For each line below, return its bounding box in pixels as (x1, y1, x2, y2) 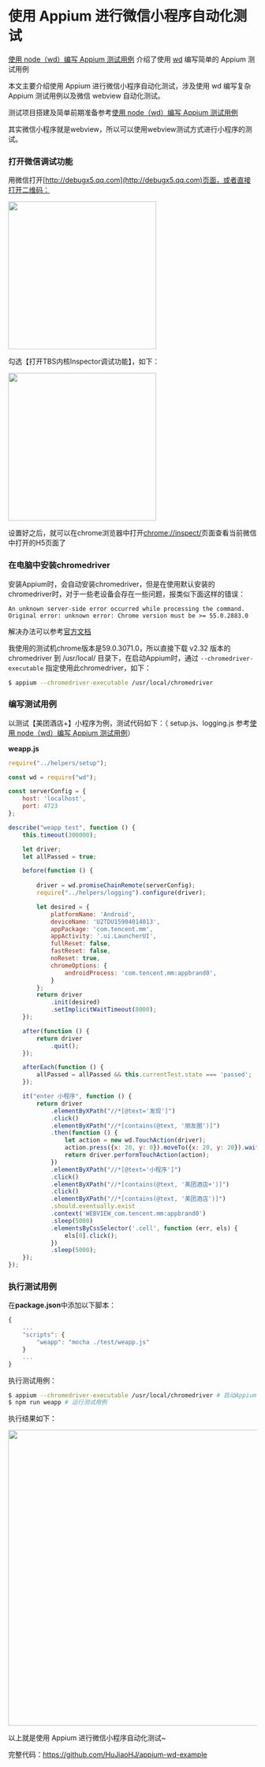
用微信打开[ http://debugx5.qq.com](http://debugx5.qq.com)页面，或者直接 (8, 175, 251, 185)
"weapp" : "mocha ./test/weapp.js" (36, 1338, 150, 1346)
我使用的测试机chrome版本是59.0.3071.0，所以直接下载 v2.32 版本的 (8, 643, 231, 653)
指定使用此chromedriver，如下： (45, 663, 152, 673)
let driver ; (22, 845, 62, 853)
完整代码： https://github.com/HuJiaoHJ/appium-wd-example (8, 1750, 207, 1759)
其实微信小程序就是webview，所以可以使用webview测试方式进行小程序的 (8, 124, 246, 134)
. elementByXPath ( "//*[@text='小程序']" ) (50, 1165, 181, 1173)
